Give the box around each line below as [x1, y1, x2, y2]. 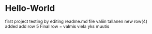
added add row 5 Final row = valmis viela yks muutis [5, 23, 110, 29]
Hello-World [5, 3, 55, 14]
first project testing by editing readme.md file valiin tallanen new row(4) [5, 18, 148, 24]
